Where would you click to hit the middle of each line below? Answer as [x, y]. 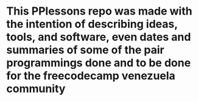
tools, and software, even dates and [99, 37]
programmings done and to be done [98, 63]
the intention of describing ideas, [92, 24]
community [36, 89]
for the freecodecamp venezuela [91, 76]
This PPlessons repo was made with [99, 11]
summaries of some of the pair [85, 50]
